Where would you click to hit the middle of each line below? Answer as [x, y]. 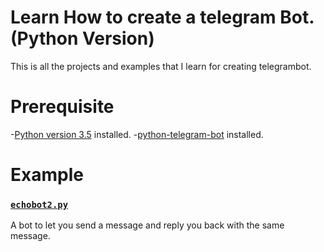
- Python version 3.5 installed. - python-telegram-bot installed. [137, 134]
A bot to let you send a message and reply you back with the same [147, 225]
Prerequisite [62, 107]
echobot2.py [39, 204]
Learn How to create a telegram [143, 17]
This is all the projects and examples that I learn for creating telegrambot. [161, 66]
